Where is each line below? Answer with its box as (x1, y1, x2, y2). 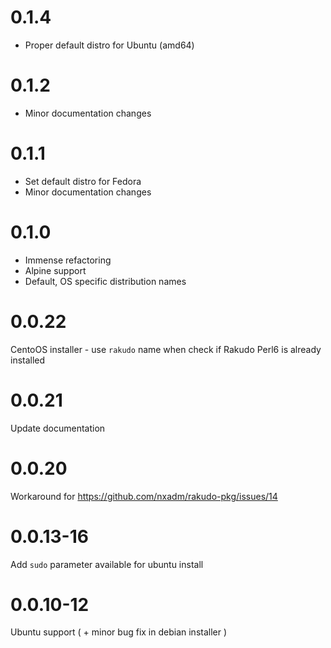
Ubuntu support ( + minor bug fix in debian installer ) (10, 626, 228, 638)
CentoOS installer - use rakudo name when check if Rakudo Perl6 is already (10, 343, 322, 355)
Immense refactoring (24, 254, 112, 266)
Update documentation (10, 422, 106, 434)
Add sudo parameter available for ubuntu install (10, 558, 204, 570)
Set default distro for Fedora (24, 175, 142, 187)
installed (10, 354, 46, 366)
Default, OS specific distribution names (24, 275, 187, 287)
